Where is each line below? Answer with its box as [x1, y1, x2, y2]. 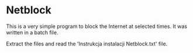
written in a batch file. [6, 29, 58, 36]
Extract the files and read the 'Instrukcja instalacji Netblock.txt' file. [6, 40, 168, 47]
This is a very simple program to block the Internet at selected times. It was [6, 23, 187, 30]
